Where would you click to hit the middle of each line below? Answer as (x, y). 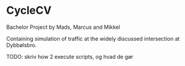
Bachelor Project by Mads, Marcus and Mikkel (63, 27)
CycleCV (29, 10)
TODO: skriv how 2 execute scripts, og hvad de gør (70, 56)
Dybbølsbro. (22, 45)
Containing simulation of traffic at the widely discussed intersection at (93, 38)
